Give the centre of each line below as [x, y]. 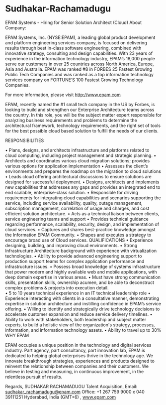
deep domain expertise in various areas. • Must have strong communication [83, 277]
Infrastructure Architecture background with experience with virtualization [81, 251]
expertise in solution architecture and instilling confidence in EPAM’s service [83, 303]
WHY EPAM [17, 335]
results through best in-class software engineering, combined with [73, 48]
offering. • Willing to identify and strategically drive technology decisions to [83, 309]
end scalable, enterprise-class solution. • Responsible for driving [72, 192]
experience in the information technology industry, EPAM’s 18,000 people [80, 58]
